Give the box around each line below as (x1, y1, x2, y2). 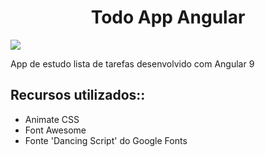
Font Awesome (24, 124, 87, 136)
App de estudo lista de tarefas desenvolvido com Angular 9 (10, 57, 255, 70)
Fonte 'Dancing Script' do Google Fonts (24, 134, 188, 146)
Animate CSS (24, 113, 80, 125)
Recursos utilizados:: (10, 87, 146, 104)
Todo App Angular (90, 6, 246, 29)
